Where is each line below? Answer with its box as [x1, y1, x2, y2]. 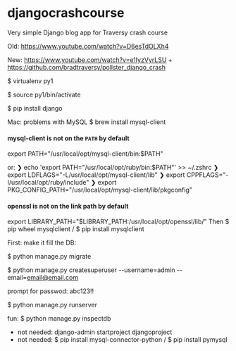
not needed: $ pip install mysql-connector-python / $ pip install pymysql [17, 335, 228, 344]
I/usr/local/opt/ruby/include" [7, 178, 89, 187]
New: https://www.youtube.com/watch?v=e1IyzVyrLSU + [7, 55, 173, 64]
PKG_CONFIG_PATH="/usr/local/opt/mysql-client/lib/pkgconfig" [7, 185, 192, 195]
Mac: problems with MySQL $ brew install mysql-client [7, 118, 166, 126]
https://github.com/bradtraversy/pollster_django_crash [7, 63, 166, 71]
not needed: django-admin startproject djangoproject [17, 328, 173, 336]
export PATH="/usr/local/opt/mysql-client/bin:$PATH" [7, 149, 163, 158]
